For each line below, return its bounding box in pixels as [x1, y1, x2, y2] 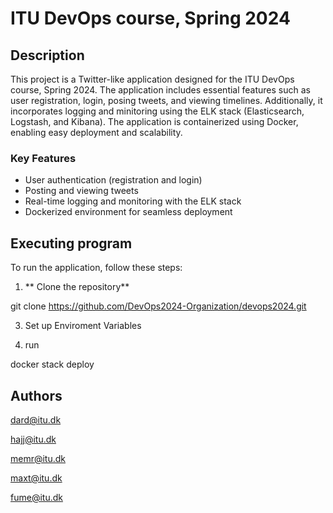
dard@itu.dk [10, 413, 62, 426]
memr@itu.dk [10, 452, 67, 464]
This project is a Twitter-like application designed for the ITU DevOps [10, 73, 295, 85]
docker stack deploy [10, 358, 95, 371]
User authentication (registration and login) [24, 174, 203, 186]
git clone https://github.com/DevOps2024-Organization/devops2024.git [10, 300, 307, 312]
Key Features [10, 151, 77, 165]
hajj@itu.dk [10, 433, 57, 445]
